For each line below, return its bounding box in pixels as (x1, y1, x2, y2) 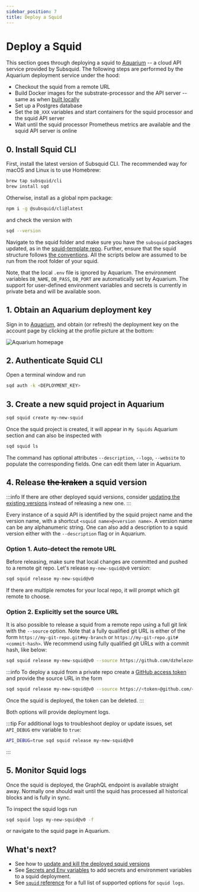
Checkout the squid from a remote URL (14, 84, 111, 91)
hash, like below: (6, 646, 47, 653)
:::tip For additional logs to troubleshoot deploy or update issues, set (6, 720, 173, 727)
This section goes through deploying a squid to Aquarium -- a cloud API (6, 59, 182, 66)
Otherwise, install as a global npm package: (6, 194, 113, 201)
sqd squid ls (6, 443, 38, 449)
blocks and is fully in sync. (6, 794, 71, 801)
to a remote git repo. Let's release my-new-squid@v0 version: (6, 564, 151, 572)
